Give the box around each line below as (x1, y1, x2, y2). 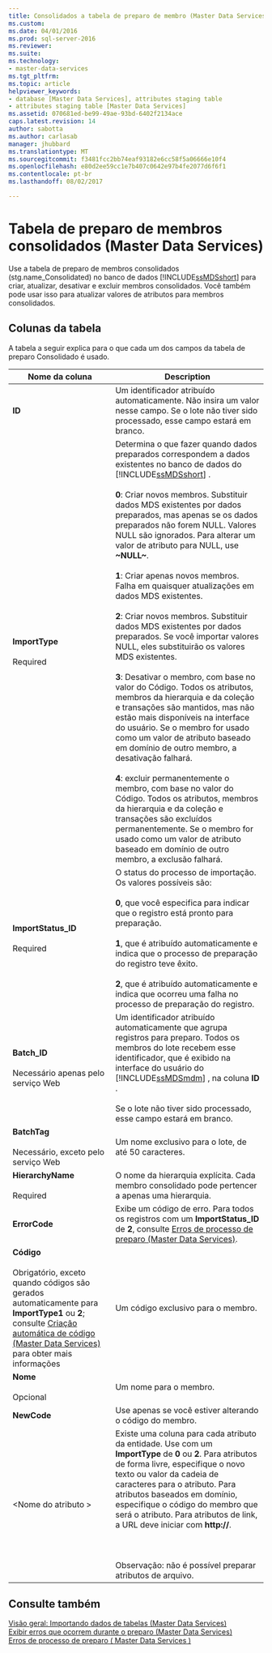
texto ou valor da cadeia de (115, 1468, 219, 1480)
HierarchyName (12, 1169, 74, 1181)
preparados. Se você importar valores (115, 630, 259, 642)
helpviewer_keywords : (8, 87, 82, 96)
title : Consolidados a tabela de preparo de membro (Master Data (8, 11, 233, 20)
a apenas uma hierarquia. (115, 1190, 212, 1201)
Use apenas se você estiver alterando (115, 1404, 259, 1416)
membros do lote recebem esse (115, 1042, 236, 1053)
